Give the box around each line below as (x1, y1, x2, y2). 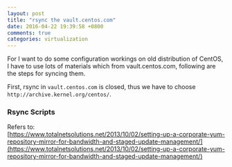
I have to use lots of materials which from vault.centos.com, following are (7, 62, 216, 70)
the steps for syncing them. (7, 70, 86, 78)
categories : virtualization (7, 36, 89, 43)
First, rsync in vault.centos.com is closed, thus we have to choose (7, 83, 196, 91)
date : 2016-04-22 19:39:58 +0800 (7, 23, 104, 30)
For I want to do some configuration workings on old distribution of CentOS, (7, 55, 224, 63)
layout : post (7, 10, 45, 17)
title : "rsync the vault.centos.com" (7, 17, 116, 23)
